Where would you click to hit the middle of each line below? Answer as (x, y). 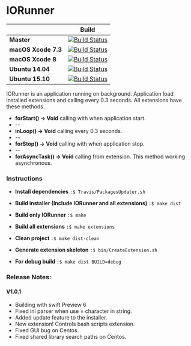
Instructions (25, 178)
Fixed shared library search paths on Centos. (71, 337)
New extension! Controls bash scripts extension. (75, 324)
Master (20, 40)
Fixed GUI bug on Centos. (47, 330)
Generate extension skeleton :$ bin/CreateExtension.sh (86, 250)
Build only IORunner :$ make (50, 215)
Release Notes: (29, 277)
